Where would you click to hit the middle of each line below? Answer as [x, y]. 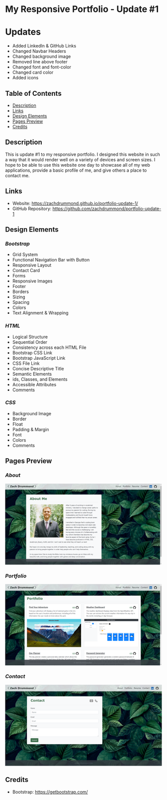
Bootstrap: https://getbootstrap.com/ [50, 792]
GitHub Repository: [32, 209]
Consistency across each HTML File [49, 347]
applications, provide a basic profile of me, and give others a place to [76, 170]
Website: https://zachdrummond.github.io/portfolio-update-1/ [75, 203]
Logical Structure [30, 337]
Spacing [21, 302]
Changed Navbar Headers [39, 51]
